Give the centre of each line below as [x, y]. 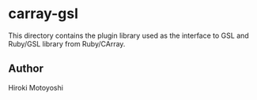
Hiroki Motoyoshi [36, 87]
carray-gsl [43, 14]
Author [26, 69]
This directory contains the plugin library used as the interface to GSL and [128, 35]
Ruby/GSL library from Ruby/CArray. [67, 43]
